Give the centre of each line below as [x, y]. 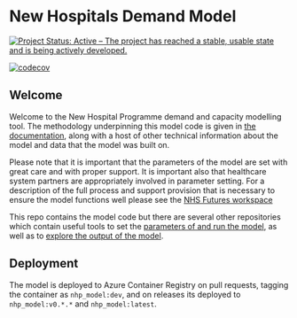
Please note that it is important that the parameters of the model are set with [148, 162]
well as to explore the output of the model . [86, 236]
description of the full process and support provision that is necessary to [142, 190]
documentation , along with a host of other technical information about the [144, 136]
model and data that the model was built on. [90, 144]
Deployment [44, 264]
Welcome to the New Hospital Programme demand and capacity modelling [145, 116]
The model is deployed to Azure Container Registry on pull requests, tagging [149, 284]
